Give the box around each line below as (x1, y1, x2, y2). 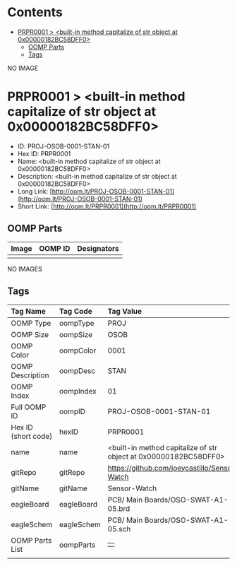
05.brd (107, 503, 130, 513)
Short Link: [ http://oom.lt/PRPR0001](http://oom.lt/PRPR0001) (17, 202, 197, 211)
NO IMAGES (7, 264, 42, 273)
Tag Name (11, 306, 46, 316)
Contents (7, 4, 63, 20)
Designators (77, 243, 120, 253)
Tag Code (59, 306, 93, 316)
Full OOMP (11, 402, 47, 412)
